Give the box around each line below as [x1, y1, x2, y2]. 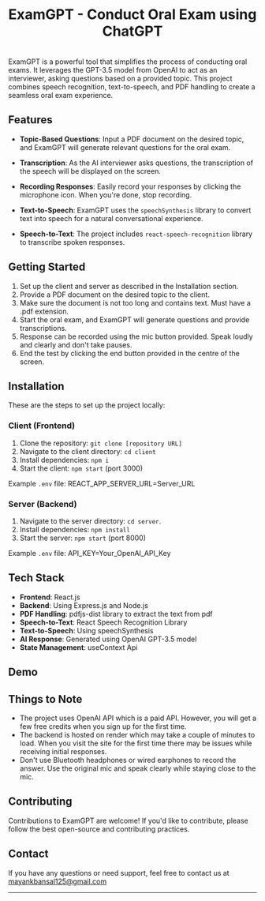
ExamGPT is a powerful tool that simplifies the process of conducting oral [8, 57, 248, 66]
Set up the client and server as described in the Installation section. [19, 281, 239, 291]
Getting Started [8, 261, 86, 274]
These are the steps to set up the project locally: [8, 400, 166, 410]
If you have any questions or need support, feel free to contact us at [8, 868, 230, 877]
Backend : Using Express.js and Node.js [19, 600, 148, 610]
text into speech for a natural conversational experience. [19, 213, 203, 223]
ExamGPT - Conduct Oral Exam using [8, 6, 257, 24]
